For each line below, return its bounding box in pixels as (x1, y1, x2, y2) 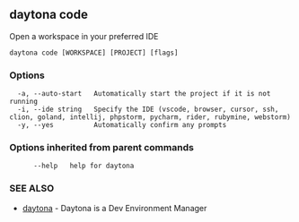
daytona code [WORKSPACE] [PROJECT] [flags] (9, 48, 179, 57)
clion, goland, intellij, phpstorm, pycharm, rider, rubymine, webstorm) (9, 113, 292, 122)
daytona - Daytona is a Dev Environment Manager (22, 202, 207, 213)
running (9, 98, 39, 107)
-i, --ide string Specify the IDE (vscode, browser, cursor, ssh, (17, 105, 279, 115)
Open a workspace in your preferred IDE (9, 30, 159, 41)
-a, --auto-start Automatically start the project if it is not (17, 90, 271, 98)
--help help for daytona (32, 161, 135, 171)
